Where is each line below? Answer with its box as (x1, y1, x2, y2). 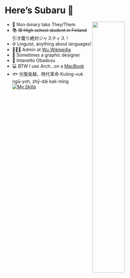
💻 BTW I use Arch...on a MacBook (12, 63, 84, 69)
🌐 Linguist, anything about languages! (12, 41, 92, 47)
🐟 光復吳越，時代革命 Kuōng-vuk (12, 71, 83, 77)
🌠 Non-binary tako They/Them (12, 21, 76, 27)
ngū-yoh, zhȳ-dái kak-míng (12, 78, 69, 84)
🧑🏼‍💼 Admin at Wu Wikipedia (12, 46, 71, 52)
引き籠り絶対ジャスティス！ (12, 35, 70, 41)
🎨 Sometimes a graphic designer (12, 52, 80, 58)
